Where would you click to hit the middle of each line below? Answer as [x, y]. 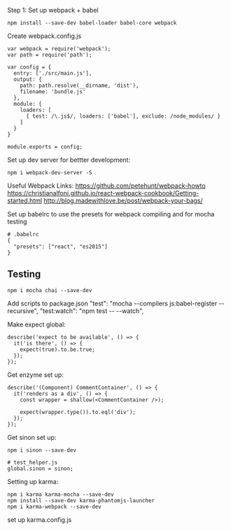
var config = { [29, 67]
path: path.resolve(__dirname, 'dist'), [79, 85]
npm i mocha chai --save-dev [50, 290]
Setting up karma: [33, 481]
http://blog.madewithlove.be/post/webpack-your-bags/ [123, 200]
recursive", [23, 310]
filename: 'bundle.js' [53, 92]
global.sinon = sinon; [40, 469]
